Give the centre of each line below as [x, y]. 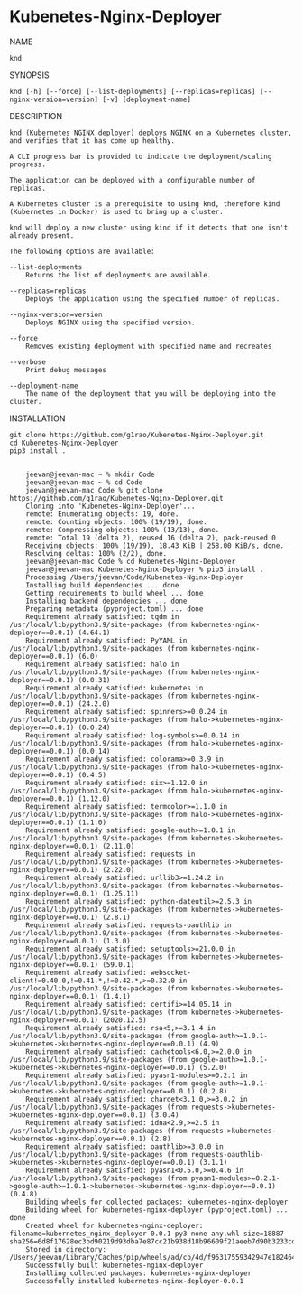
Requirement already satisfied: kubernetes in [115, 688]
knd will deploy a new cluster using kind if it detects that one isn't [149, 228]
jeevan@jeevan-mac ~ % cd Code [84, 482]
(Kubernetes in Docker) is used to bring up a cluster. [116, 211]
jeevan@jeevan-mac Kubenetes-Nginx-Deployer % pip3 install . [145, 569]
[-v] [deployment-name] [147, 99]
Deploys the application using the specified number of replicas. [153, 299]
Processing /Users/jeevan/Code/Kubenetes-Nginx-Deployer [135, 577]
